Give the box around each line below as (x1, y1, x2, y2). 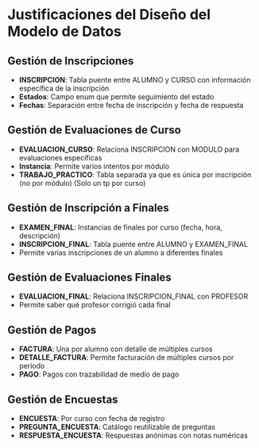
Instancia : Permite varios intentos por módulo (18, 161, 170, 171)
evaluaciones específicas (18, 153, 102, 162)
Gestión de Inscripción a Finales (7, 201, 170, 215)
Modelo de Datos (7, 22, 122, 41)
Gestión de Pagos (7, 323, 97, 337)
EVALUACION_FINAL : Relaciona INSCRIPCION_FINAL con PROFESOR (18, 292, 249, 301)
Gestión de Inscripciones (7, 54, 134, 68)
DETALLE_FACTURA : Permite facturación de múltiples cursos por (18, 353, 234, 362)
